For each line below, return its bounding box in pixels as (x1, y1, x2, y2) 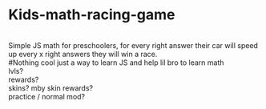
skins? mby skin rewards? (8, 83, 94, 93)
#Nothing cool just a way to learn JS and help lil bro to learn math (8, 58, 224, 67)
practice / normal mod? (8, 91, 86, 101)
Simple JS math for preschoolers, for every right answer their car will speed (8, 40, 259, 50)
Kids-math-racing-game (8, 6, 175, 24)
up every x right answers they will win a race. (8, 49, 158, 59)
